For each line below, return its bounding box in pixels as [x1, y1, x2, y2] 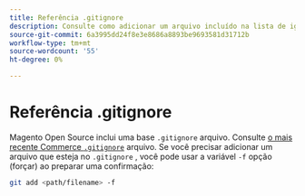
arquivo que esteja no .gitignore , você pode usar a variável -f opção [9, 151, 272, 162]
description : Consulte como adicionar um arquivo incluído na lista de [9, 22, 286, 31]
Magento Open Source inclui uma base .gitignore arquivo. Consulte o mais [9, 132, 293, 143]
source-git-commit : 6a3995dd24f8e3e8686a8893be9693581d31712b [9, 30, 250, 39]
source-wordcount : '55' [9, 47, 100, 56]
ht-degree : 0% [9, 55, 64, 64]
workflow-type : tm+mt [9, 38, 92, 48]
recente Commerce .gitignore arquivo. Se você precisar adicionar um [9, 141, 273, 152]
